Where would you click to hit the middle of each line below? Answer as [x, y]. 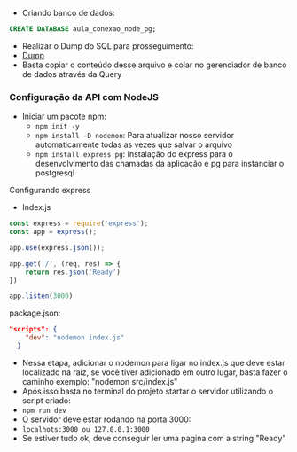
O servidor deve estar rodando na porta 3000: [106, 419]
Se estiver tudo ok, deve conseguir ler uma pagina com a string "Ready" [154, 438]
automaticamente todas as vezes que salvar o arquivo [134, 144]
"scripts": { [33, 330]
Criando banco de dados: [68, 13]
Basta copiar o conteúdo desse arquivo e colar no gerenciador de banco [154, 65]
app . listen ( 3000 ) [41, 296]
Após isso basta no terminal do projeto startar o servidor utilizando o [147, 391]
